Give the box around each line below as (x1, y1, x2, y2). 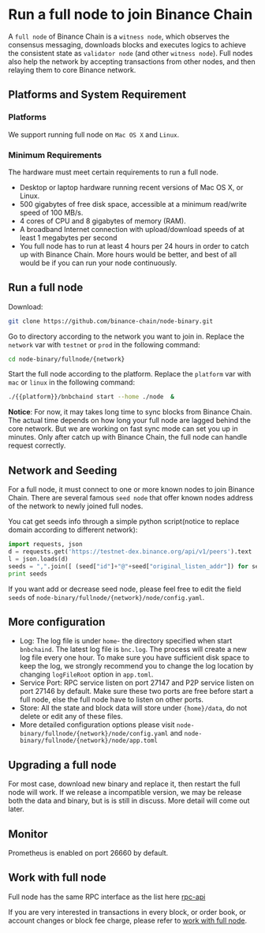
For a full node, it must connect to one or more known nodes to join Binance (8, 485, 255, 494)
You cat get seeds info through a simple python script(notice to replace (8, 517, 240, 526)
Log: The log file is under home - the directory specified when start (19, 636, 233, 646)
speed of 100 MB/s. (19, 208, 84, 217)
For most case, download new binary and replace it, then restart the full (8, 779, 241, 789)
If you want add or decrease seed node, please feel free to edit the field (8, 584, 242, 594)
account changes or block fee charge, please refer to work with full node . (8, 916, 248, 925)
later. (8, 804, 25, 814)
